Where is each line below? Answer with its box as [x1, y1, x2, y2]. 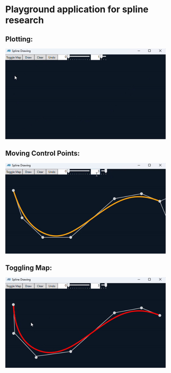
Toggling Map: [5, 264, 52, 272]
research [5, 14, 44, 26]
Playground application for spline [5, 4, 149, 15]
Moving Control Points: [5, 149, 80, 158]
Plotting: [5, 35, 33, 43]
